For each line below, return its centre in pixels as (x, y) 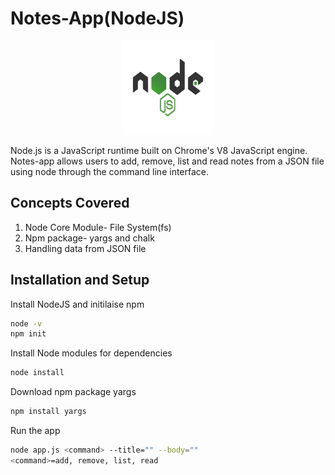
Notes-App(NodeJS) (97, 18)
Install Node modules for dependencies (91, 353)
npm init (28, 334)
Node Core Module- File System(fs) (98, 227)
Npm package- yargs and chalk (89, 238)
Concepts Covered (70, 203)
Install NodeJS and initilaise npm (77, 304)
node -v (26, 323)
